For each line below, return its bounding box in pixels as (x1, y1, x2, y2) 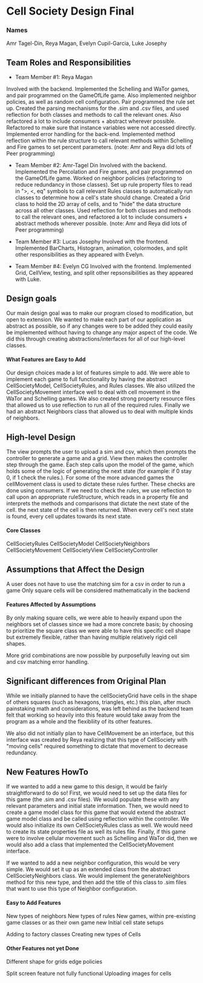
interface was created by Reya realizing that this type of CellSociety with (6, 736, 188, 743)
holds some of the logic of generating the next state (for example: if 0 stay (6, 467, 192, 475)
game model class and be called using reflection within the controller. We (6, 815, 190, 822)
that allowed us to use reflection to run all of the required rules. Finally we (6, 401, 190, 409)
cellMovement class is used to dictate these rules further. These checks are (6, 480, 196, 488)
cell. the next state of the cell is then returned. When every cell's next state (6, 506, 194, 514)
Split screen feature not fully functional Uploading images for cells (6, 970, 171, 977)
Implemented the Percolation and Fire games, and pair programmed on (15, 168, 193, 176)
